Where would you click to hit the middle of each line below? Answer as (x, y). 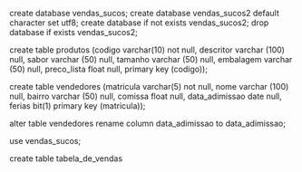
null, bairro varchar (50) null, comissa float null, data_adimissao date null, (146, 96)
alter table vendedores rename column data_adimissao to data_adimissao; (147, 123)
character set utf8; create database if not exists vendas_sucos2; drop (139, 23)
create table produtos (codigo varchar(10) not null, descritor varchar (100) (147, 50)
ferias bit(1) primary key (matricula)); (78, 106)
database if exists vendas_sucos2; (74, 32)
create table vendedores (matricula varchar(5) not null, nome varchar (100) (149, 86)
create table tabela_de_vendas (66, 158)
